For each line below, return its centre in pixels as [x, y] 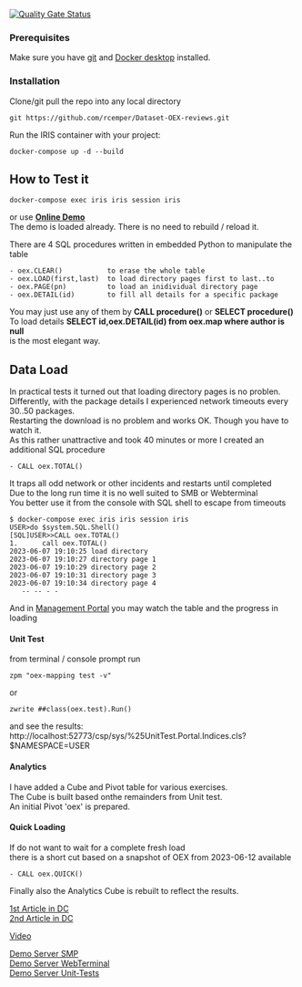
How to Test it [49, 179]
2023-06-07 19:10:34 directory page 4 [83, 584]
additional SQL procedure [57, 450]
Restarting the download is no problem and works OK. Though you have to [149, 421]
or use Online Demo [47, 217]
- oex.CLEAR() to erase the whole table [107, 271]
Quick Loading [38, 827]
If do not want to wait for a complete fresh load [97, 847]
